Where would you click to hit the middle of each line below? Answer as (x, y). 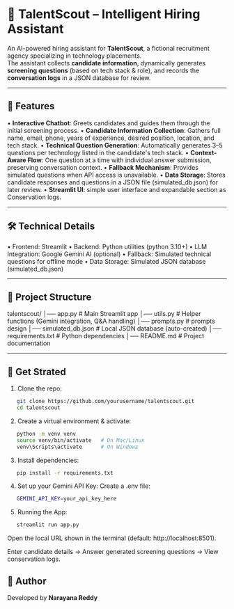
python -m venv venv (46, 434)
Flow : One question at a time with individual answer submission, (119, 160)
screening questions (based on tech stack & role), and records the (103, 70)
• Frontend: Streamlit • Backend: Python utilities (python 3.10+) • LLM (107, 246)
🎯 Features (31, 106)
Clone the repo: (40, 388)
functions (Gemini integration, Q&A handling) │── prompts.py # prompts (111, 321)
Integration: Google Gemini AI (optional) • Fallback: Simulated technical (109, 254)
